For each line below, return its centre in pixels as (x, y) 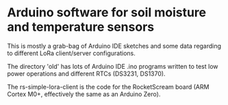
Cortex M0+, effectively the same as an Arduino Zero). (84, 94)
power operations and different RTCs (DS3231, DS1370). (86, 74)
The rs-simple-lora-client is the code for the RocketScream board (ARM (108, 87)
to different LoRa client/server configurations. (71, 53)
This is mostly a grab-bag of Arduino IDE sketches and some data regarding (114, 46)
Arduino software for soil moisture (107, 13)
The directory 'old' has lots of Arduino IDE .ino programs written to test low (113, 66)
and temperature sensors (81, 27)
